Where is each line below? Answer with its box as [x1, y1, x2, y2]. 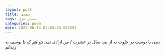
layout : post [5, 7, 32, 12]
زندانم [5, 44, 16, 50]
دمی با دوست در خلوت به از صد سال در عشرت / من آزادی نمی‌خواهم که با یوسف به [5, 39, 160, 45]
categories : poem [5, 21, 41, 26]
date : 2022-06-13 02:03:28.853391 [5, 26, 77, 30]
